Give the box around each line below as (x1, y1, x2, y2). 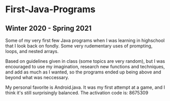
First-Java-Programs (5, 4, 96, 15)
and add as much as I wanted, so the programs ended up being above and (5, 69, 161, 75)
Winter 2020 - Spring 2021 (5, 24, 92, 33)
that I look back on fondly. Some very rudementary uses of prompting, (5, 43, 153, 49)
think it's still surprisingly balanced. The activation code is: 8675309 (5, 90, 149, 95)
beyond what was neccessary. (5, 74, 69, 80)
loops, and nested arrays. (5, 48, 59, 54)
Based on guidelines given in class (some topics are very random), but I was (5, 58, 165, 64)
